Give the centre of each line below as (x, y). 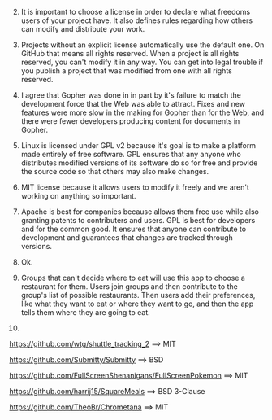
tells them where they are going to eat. (86, 312)
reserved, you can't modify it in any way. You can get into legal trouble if (142, 62)
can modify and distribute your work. (83, 29)
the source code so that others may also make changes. (115, 171)
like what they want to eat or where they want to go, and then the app (137, 304)
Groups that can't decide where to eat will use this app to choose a (133, 278)
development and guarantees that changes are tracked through (127, 238)
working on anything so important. (78, 196)
